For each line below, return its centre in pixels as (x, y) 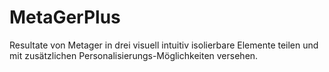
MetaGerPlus (65, 17)
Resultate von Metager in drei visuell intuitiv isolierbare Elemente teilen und (164, 45)
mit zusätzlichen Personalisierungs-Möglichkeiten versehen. (134, 55)
